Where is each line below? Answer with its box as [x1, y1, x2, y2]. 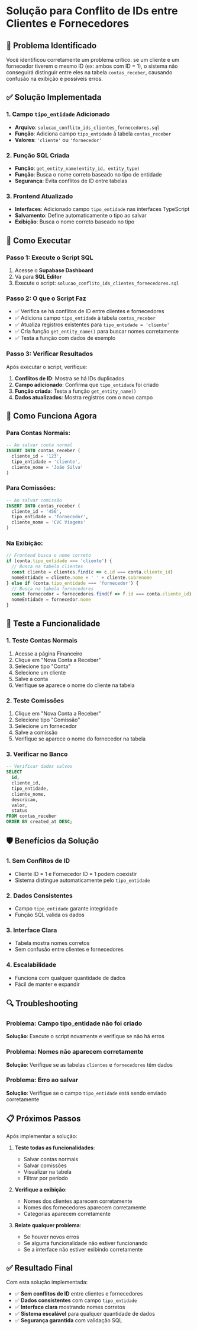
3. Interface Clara [6, 926, 57, 934]
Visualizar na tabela [23, 1168, 72, 1175]
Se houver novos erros [23, 1233, 79, 1240]
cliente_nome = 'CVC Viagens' [11, 519, 86, 525]
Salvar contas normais [23, 1155, 79, 1162]
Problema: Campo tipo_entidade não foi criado [6, 1019, 143, 1028]
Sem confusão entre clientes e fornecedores [14, 946, 124, 953]
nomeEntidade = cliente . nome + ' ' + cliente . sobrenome [11, 575, 152, 581]
